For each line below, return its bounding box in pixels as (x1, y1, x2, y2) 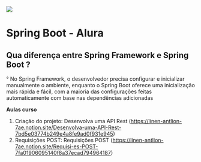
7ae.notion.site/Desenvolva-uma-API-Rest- (14, 124, 122, 131)
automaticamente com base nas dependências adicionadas (6, 94, 154, 101)
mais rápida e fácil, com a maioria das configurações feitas (6, 88, 152, 95)
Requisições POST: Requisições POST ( (14, 137, 113, 143)
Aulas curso (6, 106, 37, 113)
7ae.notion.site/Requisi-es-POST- (14, 143, 98, 150)
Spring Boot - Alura (6, 26, 104, 40)
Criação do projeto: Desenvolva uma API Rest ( (14, 118, 131, 124)
